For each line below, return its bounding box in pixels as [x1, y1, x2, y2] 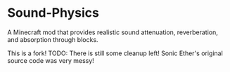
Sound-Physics [7, 5, 100, 21]
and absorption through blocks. [7, 35, 98, 43]
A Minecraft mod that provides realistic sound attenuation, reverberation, [7, 28, 218, 36]
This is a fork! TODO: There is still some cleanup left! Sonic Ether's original [7, 49, 223, 57]
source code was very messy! [7, 56, 95, 64]
